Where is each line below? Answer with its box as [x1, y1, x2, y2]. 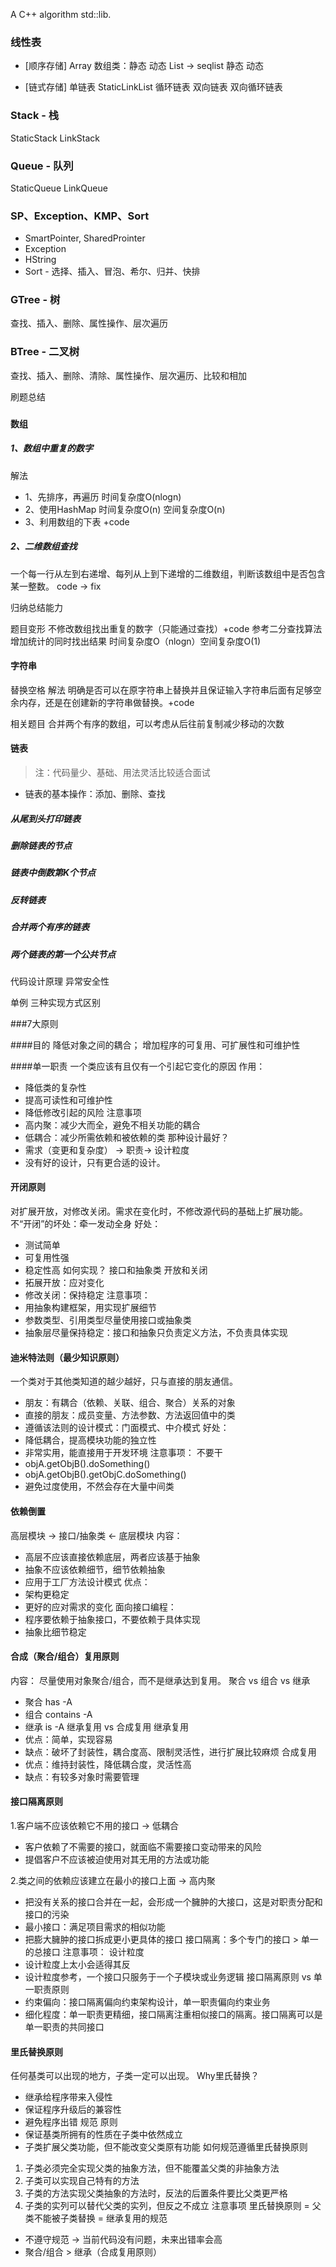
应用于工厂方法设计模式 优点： [24, 1575, 151, 1588]
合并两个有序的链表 [10, 921, 90, 933]
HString [24, 254, 57, 266]
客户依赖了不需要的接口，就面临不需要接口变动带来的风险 [24, 1840, 262, 1853]
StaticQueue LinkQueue [10, 182, 108, 194]
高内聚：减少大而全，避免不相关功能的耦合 [24, 1119, 201, 1131]
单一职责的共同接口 [24, 2020, 105, 2033]
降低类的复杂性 [24, 1081, 87, 1093]
